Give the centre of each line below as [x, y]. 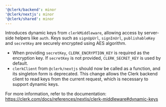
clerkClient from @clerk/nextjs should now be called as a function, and [86, 69]
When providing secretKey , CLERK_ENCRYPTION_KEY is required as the [81, 53]
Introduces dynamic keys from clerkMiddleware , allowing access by [74, 33]
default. [20, 63]
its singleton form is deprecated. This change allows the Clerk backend [85, 74]
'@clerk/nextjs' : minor [30, 14]
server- [152, 33]
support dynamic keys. [36, 84]
